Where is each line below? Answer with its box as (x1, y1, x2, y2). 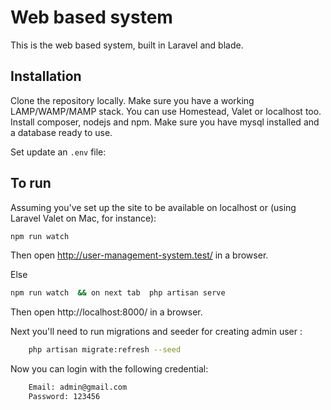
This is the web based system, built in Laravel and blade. (10, 39, 244, 51)
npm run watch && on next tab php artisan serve (10, 288, 226, 298)
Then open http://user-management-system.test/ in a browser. (10, 249, 269, 261)
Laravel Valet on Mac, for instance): (10, 212, 157, 224)
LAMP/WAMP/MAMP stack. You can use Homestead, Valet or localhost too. (10, 105, 322, 117)
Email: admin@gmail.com (28, 382, 128, 393)
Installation (10, 68, 82, 85)
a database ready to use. (10, 126, 113, 138)
